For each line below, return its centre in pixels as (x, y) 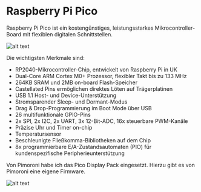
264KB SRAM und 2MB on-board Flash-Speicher (76, 82)
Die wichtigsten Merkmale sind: (45, 58)
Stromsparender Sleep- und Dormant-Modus (71, 102)
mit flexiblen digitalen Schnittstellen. (68, 34)
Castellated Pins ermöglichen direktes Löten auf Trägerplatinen (94, 88)
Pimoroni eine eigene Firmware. (46, 171)
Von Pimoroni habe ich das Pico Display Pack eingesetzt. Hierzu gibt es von (101, 165)
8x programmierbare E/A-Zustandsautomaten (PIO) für (83, 147)
